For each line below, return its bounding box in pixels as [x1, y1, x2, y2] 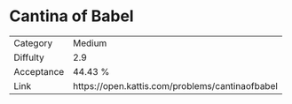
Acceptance [13, 65, 65, 78]
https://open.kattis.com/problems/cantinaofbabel [72, 79, 278, 92]
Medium [72, 37, 107, 49]
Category [13, 37, 53, 49]
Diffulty [13, 51, 44, 63]
